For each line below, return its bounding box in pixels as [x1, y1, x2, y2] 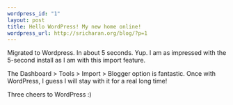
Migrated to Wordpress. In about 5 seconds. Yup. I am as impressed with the [7, 49, 227, 57]
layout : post [7, 17, 45, 24]
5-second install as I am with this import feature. [7, 56, 146, 65]
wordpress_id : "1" [7, 10, 61, 17]
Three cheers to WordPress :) [7, 90, 92, 99]
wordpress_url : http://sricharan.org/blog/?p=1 [7, 29, 148, 37]
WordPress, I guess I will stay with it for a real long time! [7, 77, 168, 86]
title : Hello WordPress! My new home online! [7, 23, 141, 30]
